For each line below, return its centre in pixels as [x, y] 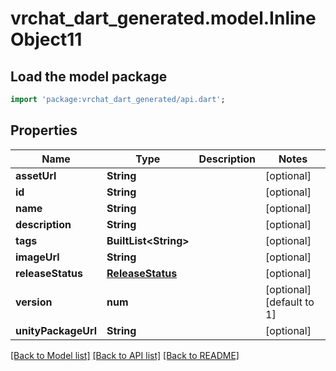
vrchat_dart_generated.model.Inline [163, 18]
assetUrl [36, 175]
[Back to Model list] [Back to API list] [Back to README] [125, 355]
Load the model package [89, 76]
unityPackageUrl [56, 330]
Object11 [46, 39]
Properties [44, 130]
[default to [290, 302]
